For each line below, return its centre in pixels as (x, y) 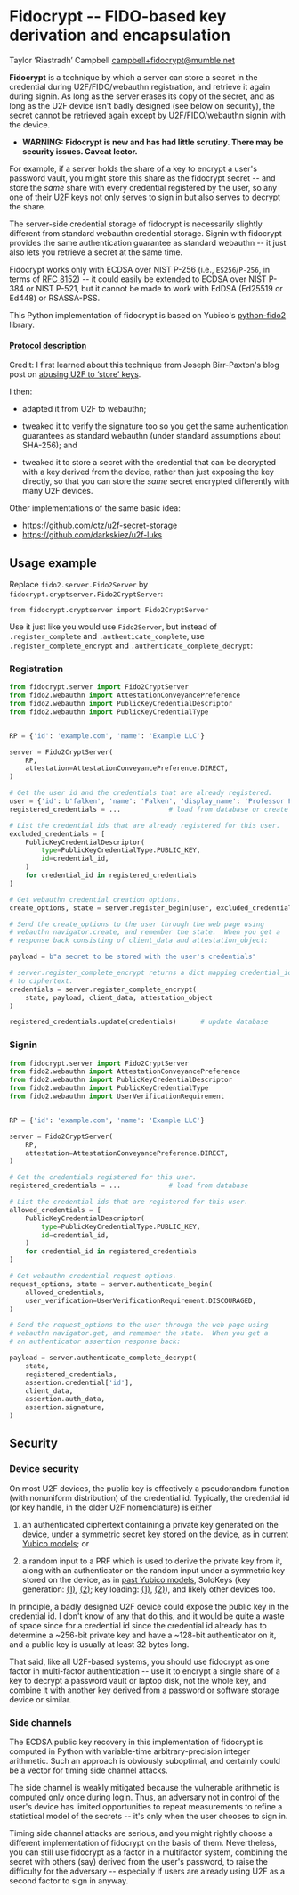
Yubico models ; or (56, 1543)
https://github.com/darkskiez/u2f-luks (92, 535)
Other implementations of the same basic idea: (95, 508)
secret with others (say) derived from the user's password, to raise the (139, 1862)
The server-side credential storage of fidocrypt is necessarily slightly (136, 224)
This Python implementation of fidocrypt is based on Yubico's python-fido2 (148, 315)
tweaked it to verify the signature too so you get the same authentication (155, 426)
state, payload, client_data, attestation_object (119, 997)
